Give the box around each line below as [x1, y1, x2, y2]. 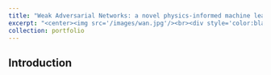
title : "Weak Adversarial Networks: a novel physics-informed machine [8, 11, 251, 20]
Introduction [8, 56, 73, 69]
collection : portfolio [8, 26, 85, 34]
